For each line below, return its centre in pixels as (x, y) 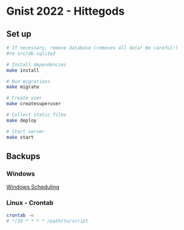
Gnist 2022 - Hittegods (65, 11)
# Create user (24, 98)
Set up (19, 34)
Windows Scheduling (33, 187)
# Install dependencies (37, 65)
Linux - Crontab (30, 203)
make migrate (23, 87)
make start (20, 137)
